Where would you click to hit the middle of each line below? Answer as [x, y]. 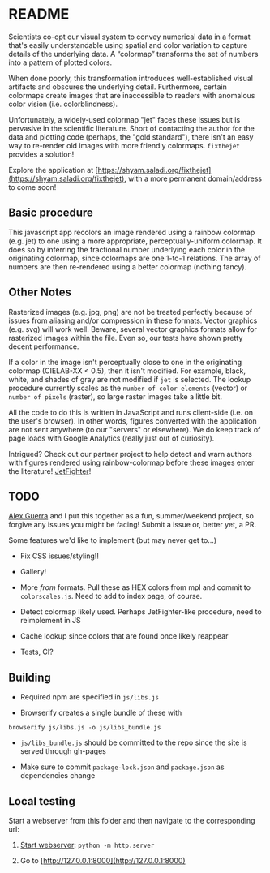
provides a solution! [41, 154]
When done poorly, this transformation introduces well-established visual [131, 78]
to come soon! [32, 187]
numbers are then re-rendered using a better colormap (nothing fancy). [128, 267]
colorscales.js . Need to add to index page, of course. [111, 596]
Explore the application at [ [54, 170]
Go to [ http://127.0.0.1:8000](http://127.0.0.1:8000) [103, 860]
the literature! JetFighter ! [50, 471]
